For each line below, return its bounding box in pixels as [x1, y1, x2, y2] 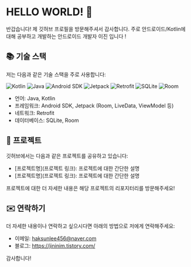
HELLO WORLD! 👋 [6, 5, 93, 19]
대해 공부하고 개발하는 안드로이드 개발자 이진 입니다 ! [6, 32, 127, 40]
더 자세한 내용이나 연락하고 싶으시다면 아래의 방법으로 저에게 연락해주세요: [6, 222, 175, 229]
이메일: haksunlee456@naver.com [14, 235, 97, 242]
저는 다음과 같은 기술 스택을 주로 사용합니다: [6, 70, 107, 78]
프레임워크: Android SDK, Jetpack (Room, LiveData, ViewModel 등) [14, 102, 174, 109]
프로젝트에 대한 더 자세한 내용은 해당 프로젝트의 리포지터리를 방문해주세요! [6, 184, 175, 191]
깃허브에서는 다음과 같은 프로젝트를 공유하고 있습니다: [6, 152, 128, 159]
